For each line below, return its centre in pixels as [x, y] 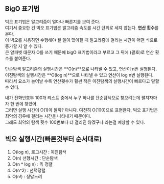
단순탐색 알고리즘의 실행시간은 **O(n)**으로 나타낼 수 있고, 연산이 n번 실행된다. [81, 69]
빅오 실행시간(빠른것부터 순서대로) [53, 139]
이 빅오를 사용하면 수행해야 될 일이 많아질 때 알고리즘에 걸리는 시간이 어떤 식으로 [82, 40]
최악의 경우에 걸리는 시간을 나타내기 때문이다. [48, 116]
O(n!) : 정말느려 [27, 176]
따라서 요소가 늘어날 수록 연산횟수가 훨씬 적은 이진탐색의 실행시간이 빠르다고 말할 [82, 81]
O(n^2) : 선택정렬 [29, 170]
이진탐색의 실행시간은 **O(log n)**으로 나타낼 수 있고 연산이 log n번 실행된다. [79, 75]
